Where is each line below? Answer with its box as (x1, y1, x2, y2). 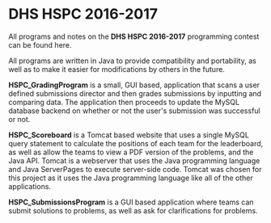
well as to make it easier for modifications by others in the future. (8, 64, 225, 74)
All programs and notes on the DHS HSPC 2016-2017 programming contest (8, 32, 260, 41)
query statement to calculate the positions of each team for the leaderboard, (8, 138, 264, 148)
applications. (8, 181, 51, 191)
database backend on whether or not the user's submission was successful (8, 106, 260, 116)
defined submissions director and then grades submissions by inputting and (8, 88, 261, 98)
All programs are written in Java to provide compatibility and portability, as (8, 56, 256, 65)
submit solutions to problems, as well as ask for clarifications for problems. (8, 205, 258, 215)
